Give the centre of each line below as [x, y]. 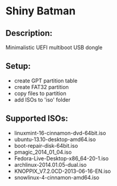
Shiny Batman [41, 11]
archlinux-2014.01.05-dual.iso [50, 164]
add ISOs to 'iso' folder [42, 99]
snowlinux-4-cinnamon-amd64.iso [56, 177]
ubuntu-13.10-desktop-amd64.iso [55, 139]
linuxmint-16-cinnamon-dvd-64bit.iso [60, 133]
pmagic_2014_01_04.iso [43, 152]
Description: [29, 33]
